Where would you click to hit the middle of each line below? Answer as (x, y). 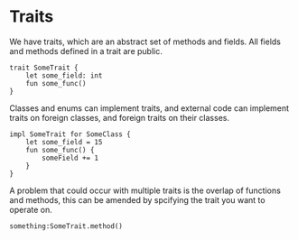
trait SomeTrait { (44, 68)
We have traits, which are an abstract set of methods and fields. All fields (145, 42)
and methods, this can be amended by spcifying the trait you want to (137, 199)
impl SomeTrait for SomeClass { (70, 134)
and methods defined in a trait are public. (86, 51)
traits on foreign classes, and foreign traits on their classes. (120, 117)
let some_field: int (64, 75)
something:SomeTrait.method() (66, 226)
